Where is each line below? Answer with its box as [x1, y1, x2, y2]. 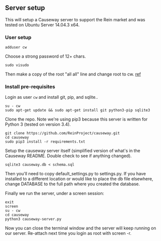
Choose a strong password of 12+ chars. [5, 53, 86, 60]
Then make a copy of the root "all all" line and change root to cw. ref [5, 71, 141, 77]
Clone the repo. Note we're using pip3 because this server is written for [5, 116, 148, 122]
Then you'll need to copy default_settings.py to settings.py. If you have [5, 171, 146, 177]
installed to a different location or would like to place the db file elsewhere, [5, 176, 153, 182]
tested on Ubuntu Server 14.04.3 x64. [5, 22, 80, 28]
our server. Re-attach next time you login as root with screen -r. [5, 230, 132, 236]
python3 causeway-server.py [5, 217, 62, 222]
